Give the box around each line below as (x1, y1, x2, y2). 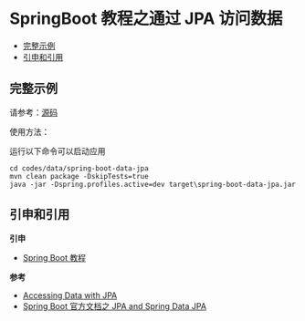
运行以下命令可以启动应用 (9, 145, 106, 156)
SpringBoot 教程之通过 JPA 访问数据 (9, 8, 283, 29)
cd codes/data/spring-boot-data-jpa (9, 163, 149, 173)
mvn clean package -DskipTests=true (9, 171, 149, 181)
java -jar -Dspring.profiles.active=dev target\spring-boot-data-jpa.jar (9, 180, 297, 189)
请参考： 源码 (9, 107, 58, 118)
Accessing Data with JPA (22, 289, 118, 301)
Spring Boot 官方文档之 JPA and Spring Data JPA (22, 300, 207, 311)
